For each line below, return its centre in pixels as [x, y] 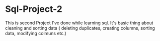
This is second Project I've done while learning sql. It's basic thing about [79, 23]
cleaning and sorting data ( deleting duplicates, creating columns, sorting [80, 28]
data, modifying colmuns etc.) [36, 33]
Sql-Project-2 [34, 9]
